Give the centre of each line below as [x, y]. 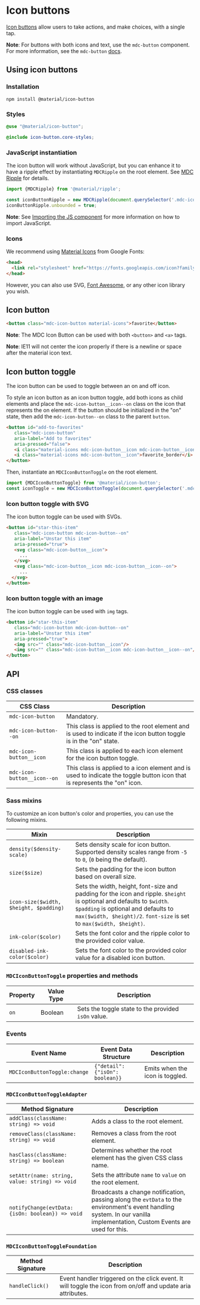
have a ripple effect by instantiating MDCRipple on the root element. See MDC [100, 172]
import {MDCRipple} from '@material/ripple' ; [63, 189]
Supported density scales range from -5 [131, 852]
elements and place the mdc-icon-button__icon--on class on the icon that [96, 404]
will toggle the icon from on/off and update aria [125, 1286]
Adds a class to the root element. [137, 1121]
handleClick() [29, 1286]
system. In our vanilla [121, 1214]
